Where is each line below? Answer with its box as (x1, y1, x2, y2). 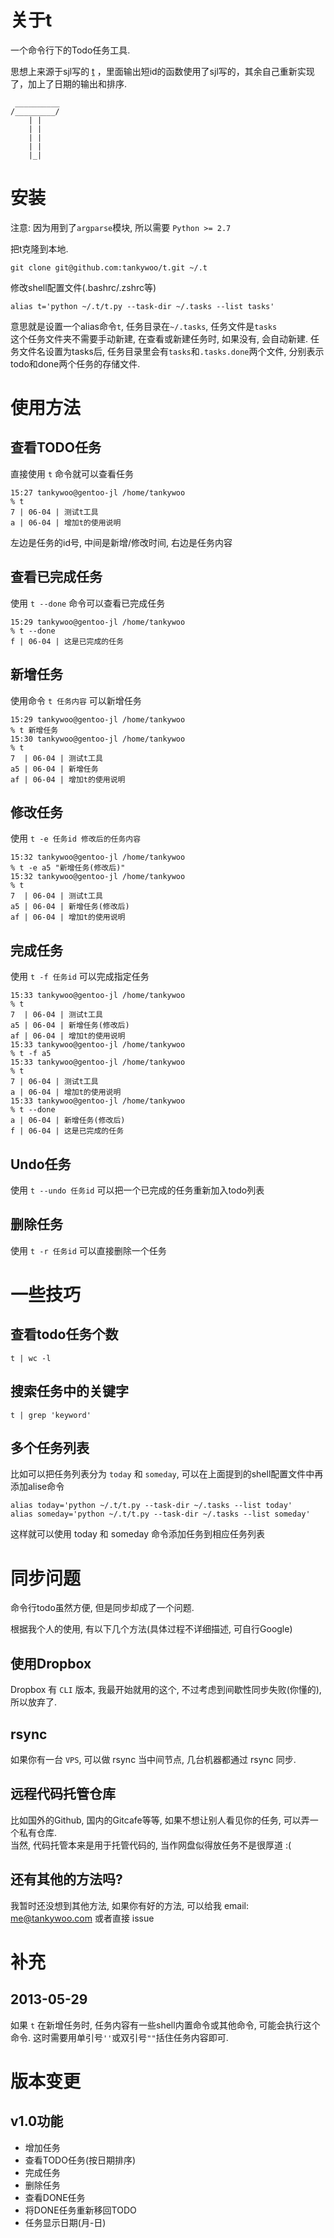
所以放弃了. (10, 1696, 58, 1708)
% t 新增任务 (10, 725, 59, 735)
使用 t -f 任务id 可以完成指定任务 (10, 971, 150, 983)
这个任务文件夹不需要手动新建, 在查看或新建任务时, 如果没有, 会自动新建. (10, 332, 308, 345)
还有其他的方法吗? (10, 1871, 123, 1888)
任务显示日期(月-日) (24, 2216, 107, 2228)
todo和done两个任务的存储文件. (10, 357, 141, 370)
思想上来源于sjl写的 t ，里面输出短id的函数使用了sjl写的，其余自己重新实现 (10, 65, 315, 77)
